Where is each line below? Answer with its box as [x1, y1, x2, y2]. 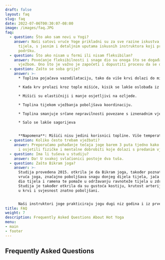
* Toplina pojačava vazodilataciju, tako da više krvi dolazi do [18, 76, 155, 81]
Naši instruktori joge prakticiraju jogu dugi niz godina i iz [18, 201, 151, 206]
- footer [5, 229, 23, 233]
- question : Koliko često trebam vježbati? [9, 138, 100, 143]
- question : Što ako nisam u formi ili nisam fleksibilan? [9, 53, 133, 58]
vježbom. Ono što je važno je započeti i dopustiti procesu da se [18, 62, 157, 67]
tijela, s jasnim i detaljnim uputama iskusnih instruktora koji [18, 44, 155, 49]
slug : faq [5, 16, 26, 21]
